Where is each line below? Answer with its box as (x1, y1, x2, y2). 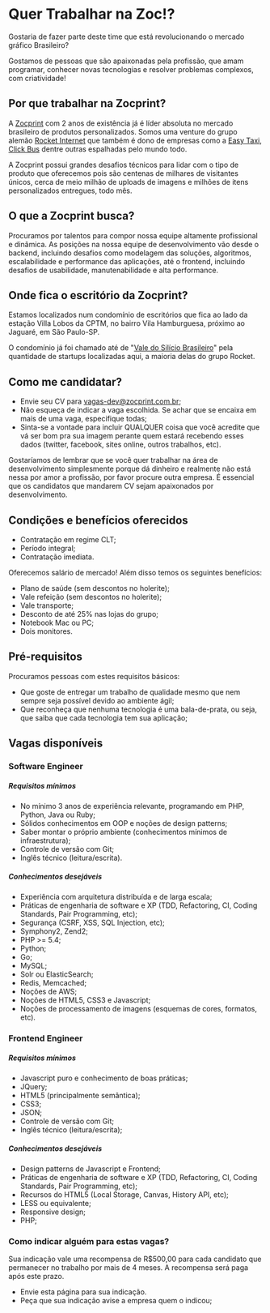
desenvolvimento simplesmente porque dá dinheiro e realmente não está (8, 464, 251, 474)
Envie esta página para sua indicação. (19, 1287, 147, 1297)
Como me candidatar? (8, 374, 123, 389)
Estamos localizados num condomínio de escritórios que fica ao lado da (8, 310, 248, 320)
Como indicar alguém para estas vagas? (8, 1235, 170, 1247)
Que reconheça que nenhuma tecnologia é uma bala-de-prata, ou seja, (19, 704, 257, 714)
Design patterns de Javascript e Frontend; (19, 1164, 162, 1174)
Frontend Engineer (8, 1033, 83, 1044)
